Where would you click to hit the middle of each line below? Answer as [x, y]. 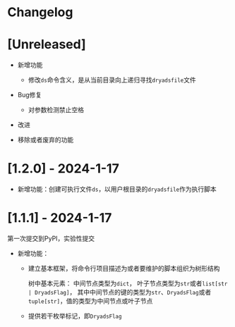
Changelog [40, 12]
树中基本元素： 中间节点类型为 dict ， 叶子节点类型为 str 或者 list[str [128, 283]
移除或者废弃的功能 [46, 140]
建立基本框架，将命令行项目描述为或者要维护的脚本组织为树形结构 [124, 268]
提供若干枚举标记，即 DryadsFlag [75, 316]
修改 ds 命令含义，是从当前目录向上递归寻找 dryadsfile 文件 [112, 80]
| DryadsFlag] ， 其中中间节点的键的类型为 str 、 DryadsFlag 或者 [120, 292]
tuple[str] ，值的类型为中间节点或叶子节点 [90, 301]
